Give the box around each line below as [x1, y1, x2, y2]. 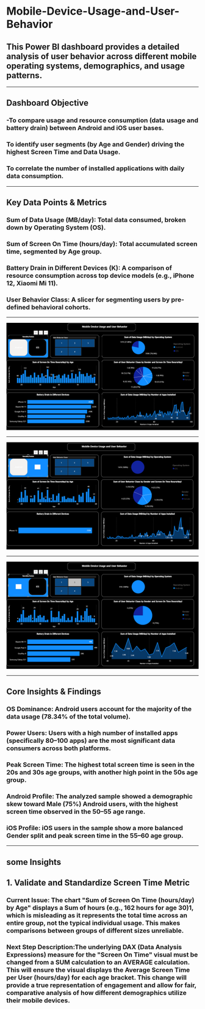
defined [6, 303, 31, 311]
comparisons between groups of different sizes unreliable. [6, 926, 184, 935]
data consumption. [6, 172, 64, 181]
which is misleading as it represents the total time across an [6, 911, 188, 919]
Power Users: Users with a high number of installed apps [6, 729, 178, 737]
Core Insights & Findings [6, 687, 102, 697]
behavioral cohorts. [31, 303, 91, 311]
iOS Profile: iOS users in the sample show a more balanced [6, 823, 183, 832]
